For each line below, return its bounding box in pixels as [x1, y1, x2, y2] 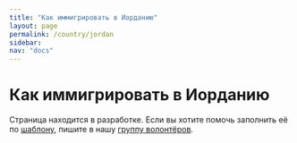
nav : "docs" [9, 46, 54, 55]
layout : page [9, 21, 58, 30]
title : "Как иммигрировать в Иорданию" [9, 13, 158, 22]
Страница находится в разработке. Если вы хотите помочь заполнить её [9, 114, 288, 125]
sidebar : [9, 38, 42, 47]
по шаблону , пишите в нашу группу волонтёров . [9, 124, 194, 135]
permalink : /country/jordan [9, 29, 115, 38]
